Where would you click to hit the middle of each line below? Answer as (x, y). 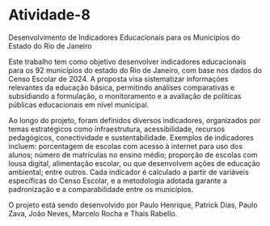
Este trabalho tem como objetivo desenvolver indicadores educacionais (127, 62)
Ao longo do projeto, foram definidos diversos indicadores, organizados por (135, 120)
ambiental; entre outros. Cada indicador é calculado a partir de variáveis (129, 172)
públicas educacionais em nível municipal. (79, 104)
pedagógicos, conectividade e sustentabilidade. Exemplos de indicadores (131, 137)
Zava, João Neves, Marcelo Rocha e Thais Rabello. (93, 213)
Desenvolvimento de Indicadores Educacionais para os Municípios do (124, 37)
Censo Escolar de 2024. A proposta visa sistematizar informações (118, 79)
